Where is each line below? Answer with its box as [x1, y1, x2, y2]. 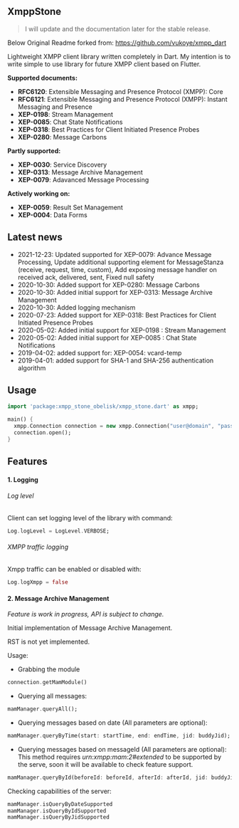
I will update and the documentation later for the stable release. [24, 24, 211, 33]
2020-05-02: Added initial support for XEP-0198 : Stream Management [17, 325, 226, 334]
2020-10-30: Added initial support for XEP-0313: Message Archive [17, 288, 213, 296]
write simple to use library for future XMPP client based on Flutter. [7, 60, 201, 68]
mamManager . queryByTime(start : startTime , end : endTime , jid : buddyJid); [7, 732, 231, 739]
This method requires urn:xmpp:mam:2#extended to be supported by [17, 753, 222, 761]
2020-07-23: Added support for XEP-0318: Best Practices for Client [17, 310, 217, 319]
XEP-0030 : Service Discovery [17, 160, 107, 169]
